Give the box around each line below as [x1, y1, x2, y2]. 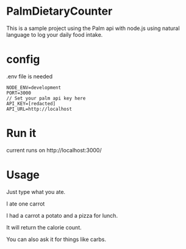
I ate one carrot [6, 200, 45, 207]
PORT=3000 [6, 90, 32, 96]
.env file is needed [6, 72, 53, 80]
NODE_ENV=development [6, 84, 62, 91]
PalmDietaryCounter [6, 4, 113, 18]
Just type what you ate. [6, 188, 66, 195]
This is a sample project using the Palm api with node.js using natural [6, 24, 180, 32]
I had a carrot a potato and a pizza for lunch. [6, 212, 118, 219]
